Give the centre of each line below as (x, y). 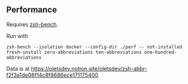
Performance (32, 10)
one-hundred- (160, 52)
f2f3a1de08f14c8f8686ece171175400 (52, 75)
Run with (17, 36)
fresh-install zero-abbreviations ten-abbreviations (74, 52)
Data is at (18, 68)
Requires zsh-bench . (32, 24)
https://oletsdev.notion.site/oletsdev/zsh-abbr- (89, 68)
